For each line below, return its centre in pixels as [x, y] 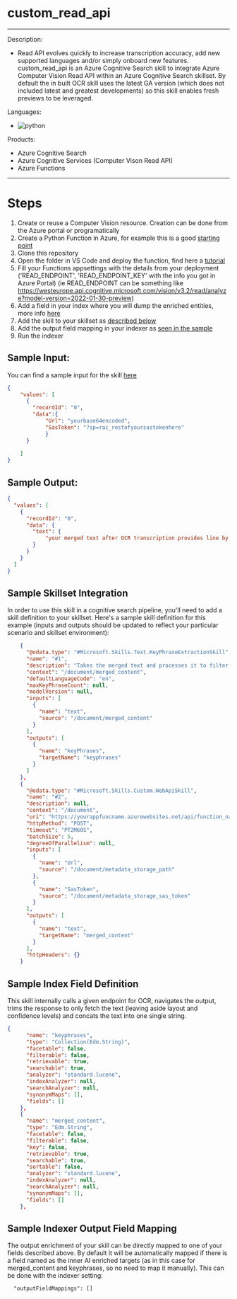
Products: [22, 139]
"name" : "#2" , [47, 797]
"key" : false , [47, 1147]
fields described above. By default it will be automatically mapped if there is [117, 1253]
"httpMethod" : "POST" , [59, 823]
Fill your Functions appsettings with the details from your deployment [118, 268]
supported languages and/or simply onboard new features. [103, 60]
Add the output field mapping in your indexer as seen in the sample [115, 328]
